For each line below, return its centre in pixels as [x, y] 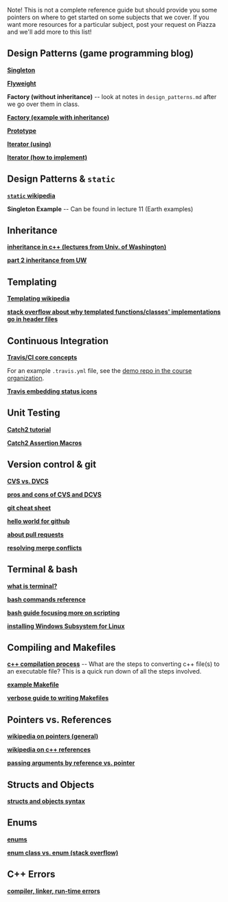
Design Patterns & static [61, 179]
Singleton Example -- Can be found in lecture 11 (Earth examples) [100, 208]
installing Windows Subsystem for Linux [66, 626]
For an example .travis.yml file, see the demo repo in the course [100, 371]
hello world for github [38, 521]
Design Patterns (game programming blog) [101, 53]
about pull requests [35, 534]
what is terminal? [32, 586]
